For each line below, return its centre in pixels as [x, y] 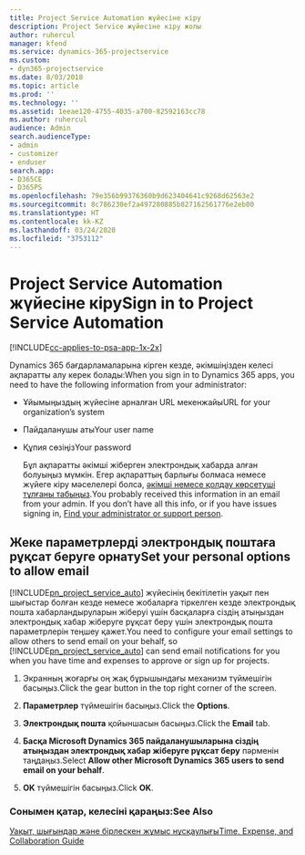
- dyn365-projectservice [56, 69]
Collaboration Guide [47, 841]
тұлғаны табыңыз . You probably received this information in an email [151, 495]
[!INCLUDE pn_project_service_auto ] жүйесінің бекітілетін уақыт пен [139, 593]
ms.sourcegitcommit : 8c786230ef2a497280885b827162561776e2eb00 [132, 205]
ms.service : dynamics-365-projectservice [89, 52]
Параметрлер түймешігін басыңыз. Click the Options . [126, 706]
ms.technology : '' [44, 103]
